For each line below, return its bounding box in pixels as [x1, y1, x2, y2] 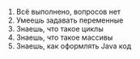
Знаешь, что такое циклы [15, 24, 104, 33]
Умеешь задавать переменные [15, 15, 124, 25]
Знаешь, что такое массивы [15, 32, 113, 42]
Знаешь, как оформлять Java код [15, 41, 132, 51]
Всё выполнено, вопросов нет [15, 7, 121, 16]
